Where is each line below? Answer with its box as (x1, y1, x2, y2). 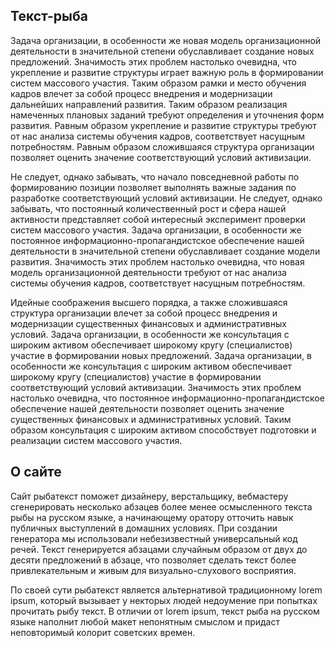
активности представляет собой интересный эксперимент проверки (10, 213, 306, 225)
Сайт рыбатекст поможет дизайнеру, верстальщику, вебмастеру (10, 490, 289, 502)
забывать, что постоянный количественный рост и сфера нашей (10, 202, 287, 214)
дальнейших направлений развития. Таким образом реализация (10, 98, 288, 110)
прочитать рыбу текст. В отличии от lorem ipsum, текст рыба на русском (10, 605, 320, 617)
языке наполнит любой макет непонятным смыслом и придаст (10, 615, 280, 628)
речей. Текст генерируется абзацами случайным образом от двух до (10, 543, 308, 555)
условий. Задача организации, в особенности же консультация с (10, 328, 290, 340)
